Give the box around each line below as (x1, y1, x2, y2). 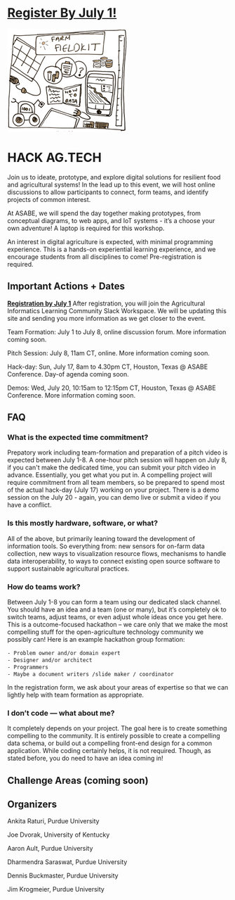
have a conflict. (7, 501, 52, 509)
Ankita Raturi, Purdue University (7, 817, 100, 825)
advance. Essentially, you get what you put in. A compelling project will (7, 471, 213, 479)
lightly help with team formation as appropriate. (7, 690, 145, 699)
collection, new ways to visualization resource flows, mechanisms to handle (7, 549, 227, 557)
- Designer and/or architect (7, 657, 93, 664)
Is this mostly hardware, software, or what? (7, 519, 159, 528)
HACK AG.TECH (7, 150, 102, 166)
